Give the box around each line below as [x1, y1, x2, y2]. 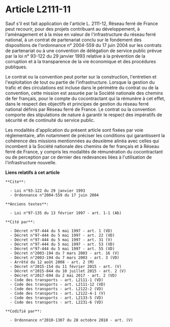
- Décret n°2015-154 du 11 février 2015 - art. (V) [10, 264, 122, 269]
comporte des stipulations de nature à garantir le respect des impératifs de [5, 111, 162, 118]
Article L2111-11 [5, 4, 71, 15]
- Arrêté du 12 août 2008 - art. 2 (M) [10, 259, 95, 265]
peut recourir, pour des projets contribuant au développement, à [5, 26, 140, 32]
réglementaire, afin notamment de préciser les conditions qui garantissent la [5, 132, 165, 138]
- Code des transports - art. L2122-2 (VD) [10, 286, 103, 291]
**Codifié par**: [5, 309, 42, 314]
